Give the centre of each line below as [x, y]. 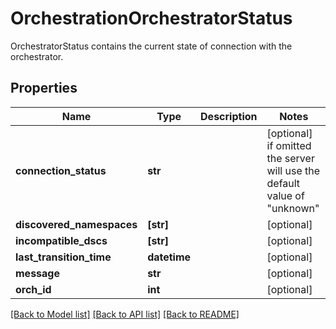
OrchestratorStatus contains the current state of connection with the [151, 46]
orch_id [33, 289]
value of [285, 195]
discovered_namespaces [76, 224]
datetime [169, 257]
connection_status [61, 170]
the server [290, 158]
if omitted [289, 145]
